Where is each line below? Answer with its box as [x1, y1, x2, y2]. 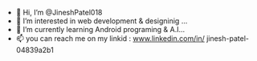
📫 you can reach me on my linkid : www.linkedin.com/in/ [15, 34, 205, 43]
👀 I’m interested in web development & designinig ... [15, 16, 188, 26]
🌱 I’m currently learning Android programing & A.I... [15, 25, 186, 34]
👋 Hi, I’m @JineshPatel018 [15, 8, 103, 17]
